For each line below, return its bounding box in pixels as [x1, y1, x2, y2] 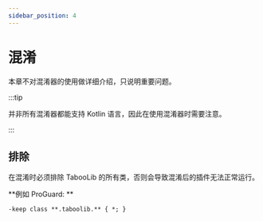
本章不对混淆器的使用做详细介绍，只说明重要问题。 [8, 77, 176, 86]
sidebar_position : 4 [8, 11, 77, 20]
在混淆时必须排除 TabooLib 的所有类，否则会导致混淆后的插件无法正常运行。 [8, 172, 259, 182]
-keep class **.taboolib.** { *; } [8, 205, 127, 214]
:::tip [8, 93, 23, 102]
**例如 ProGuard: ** [8, 189, 74, 199]
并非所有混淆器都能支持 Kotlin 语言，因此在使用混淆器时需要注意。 [8, 109, 226, 118]
